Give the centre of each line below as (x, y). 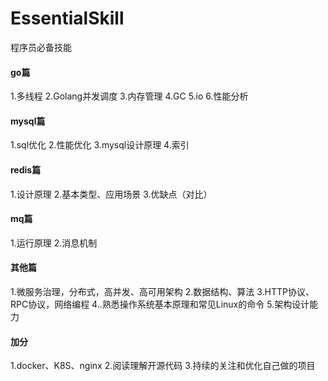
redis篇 (26, 169)
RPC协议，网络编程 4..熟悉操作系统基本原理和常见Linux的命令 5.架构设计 (160, 304)
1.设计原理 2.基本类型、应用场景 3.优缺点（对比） (111, 194)
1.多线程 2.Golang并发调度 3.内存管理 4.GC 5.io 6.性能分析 (129, 96)
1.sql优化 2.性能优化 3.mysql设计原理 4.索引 (100, 145)
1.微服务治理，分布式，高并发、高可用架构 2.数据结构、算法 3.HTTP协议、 (162, 291)
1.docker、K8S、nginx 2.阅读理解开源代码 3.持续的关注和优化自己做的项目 (163, 366)
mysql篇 (28, 121)
